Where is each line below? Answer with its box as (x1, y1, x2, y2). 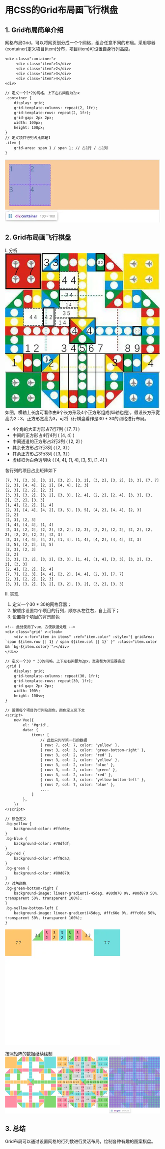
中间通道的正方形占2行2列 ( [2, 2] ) (12, 438, 83, 444)
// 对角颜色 (5, 881, 27, 886)
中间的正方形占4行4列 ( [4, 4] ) (12, 432, 75, 438)
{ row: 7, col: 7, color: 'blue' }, (40, 782, 115, 787)
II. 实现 (5, 591, 19, 596)
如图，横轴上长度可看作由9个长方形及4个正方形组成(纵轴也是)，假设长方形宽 (5, 409, 160, 415)
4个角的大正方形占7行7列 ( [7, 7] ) (12, 426, 80, 432)
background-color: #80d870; (14, 871, 71, 875)
